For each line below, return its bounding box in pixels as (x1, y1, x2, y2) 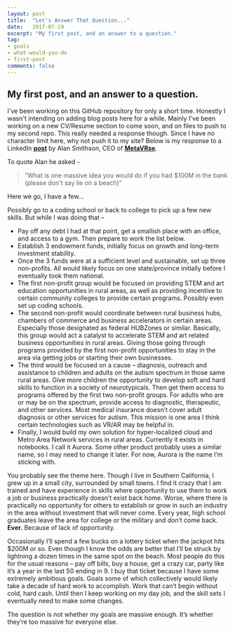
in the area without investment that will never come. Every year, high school (7, 509, 226, 517)
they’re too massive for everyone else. (7, 618, 118, 626)
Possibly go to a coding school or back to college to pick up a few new (7, 206, 212, 215)
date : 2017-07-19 (7, 23, 65, 30)
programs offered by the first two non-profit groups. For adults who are (17, 390, 224, 400)
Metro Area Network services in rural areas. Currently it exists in (17, 435, 203, 444)
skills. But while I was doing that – (7, 213, 105, 222)
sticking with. (17, 458, 56, 466)
